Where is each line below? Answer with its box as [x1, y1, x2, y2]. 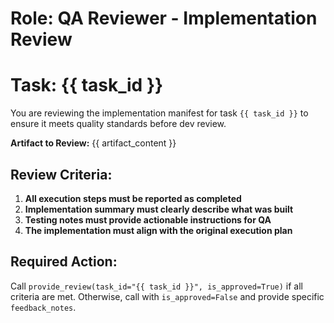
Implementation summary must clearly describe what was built [24, 203, 294, 215]
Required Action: [10, 253, 118, 271]
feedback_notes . [10, 301, 77, 313]
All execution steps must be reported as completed [24, 192, 242, 204]
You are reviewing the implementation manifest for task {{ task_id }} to [10, 107, 309, 119]
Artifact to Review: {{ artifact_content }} [10, 137, 177, 149]
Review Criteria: [10, 166, 113, 183]
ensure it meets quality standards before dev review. [10, 118, 227, 130]
